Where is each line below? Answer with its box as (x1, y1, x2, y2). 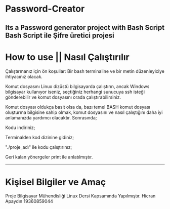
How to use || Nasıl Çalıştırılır (5, 51, 130, 63)
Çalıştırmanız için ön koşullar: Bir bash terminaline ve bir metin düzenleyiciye (5, 68, 165, 74)
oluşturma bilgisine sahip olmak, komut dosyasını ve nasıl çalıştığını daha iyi (5, 109, 163, 115)
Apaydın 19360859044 (5, 198, 53, 204)
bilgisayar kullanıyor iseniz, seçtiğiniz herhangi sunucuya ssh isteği (5, 89, 145, 95)
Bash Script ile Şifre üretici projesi (5, 31, 115, 39)
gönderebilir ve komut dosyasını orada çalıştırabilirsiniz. (5, 94, 121, 100)
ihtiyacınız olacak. (5, 73, 43, 79)
